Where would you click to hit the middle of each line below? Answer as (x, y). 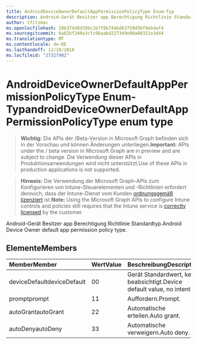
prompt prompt (29, 299)
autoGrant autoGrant (37, 312)
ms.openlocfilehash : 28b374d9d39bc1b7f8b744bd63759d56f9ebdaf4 (85, 28)
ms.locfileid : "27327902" (38, 55)
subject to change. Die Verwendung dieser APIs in (81, 157)
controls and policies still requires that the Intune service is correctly (103, 206)
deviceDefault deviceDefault (47, 282)
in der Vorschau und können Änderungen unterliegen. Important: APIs (105, 144)
